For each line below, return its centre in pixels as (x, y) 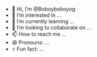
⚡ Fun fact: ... (28, 49)
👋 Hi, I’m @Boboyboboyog (43, 9)
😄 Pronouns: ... (31, 42)
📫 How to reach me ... (39, 34)
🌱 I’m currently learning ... (43, 21)
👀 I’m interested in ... (36, 15)
